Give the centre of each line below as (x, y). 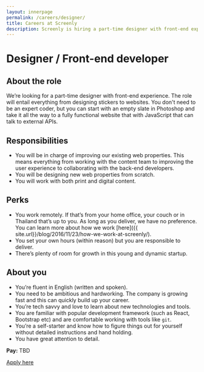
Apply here (20, 362)
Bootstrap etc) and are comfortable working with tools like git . (93, 319)
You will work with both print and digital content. (76, 181)
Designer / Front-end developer (87, 59)
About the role (34, 81)
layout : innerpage (29, 12)
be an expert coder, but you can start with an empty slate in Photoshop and (101, 109)
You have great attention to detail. (57, 339)
